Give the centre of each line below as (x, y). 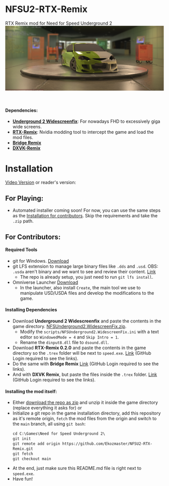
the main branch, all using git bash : (49, 424)
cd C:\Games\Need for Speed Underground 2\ (59, 434)
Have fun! (23, 479)
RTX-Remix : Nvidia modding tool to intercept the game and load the (83, 132)
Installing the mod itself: (31, 391)
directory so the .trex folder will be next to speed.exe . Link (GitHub (82, 353)
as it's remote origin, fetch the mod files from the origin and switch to (84, 419)
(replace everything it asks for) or (47, 408)
